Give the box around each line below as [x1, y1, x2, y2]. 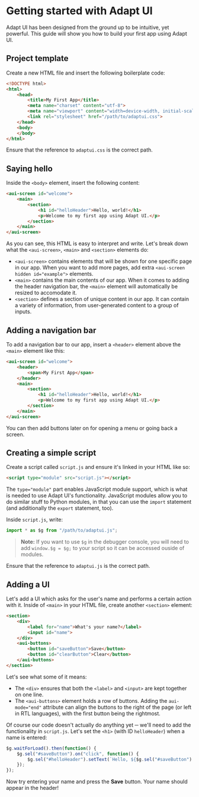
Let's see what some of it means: [6, 673, 87, 680]
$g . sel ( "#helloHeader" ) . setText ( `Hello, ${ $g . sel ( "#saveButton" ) [27, 756, 192, 762]
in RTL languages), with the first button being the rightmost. [14, 709, 161, 717]
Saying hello [6, 163, 53, 173]
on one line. [14, 691, 44, 698]
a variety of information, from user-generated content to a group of [14, 302, 179, 309]
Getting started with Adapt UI [6, 4, 153, 18]
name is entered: [6, 734, 47, 741]
